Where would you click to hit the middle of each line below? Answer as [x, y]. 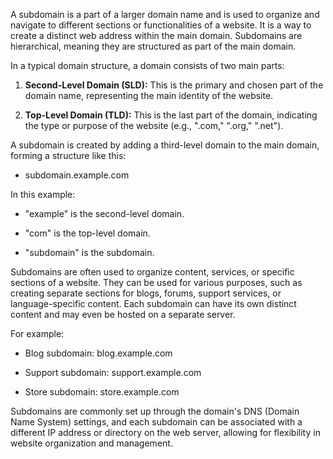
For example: [37, 333]
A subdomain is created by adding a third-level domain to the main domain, [165, 145]
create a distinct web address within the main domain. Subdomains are [156, 35]
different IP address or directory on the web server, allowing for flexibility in [165, 432]
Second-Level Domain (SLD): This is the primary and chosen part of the [174, 85]
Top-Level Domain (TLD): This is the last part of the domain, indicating [171, 115]
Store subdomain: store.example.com [102, 392]
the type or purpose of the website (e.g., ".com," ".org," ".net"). [154, 125]
